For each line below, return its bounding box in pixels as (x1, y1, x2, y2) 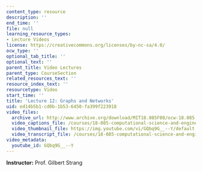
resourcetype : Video (6, 87, 58, 93)
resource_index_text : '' (6, 82, 69, 87)
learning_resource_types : (6, 31, 71, 37)
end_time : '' (6, 20, 39, 26)
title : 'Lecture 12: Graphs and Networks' (6, 98, 114, 104)
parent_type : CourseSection (6, 70, 77, 76)
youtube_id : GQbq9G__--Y (11, 142, 74, 149)
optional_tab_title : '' (6, 53, 66, 59)
